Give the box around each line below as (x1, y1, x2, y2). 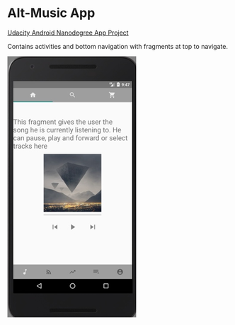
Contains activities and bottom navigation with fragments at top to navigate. (7, 42, 229, 50)
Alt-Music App (7, 5, 96, 21)
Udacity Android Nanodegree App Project (7, 28, 129, 37)
